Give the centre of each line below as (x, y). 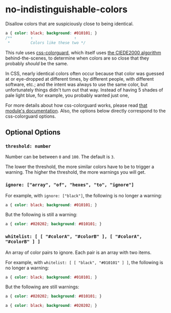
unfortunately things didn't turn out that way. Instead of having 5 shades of (84, 90)
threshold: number (28, 146)
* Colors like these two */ (47, 43)
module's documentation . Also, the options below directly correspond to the (85, 111)
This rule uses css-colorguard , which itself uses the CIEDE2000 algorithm (83, 52)
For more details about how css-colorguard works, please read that (76, 105)
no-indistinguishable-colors (67, 10)
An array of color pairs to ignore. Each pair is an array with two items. (79, 252)
